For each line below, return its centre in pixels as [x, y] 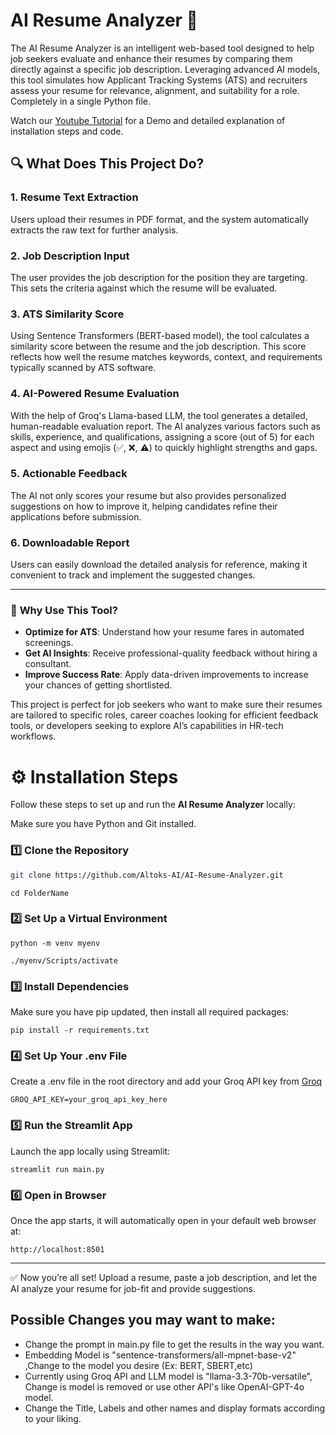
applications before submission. [76, 516]
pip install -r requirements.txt [80, 1030]
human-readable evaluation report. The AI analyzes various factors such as [165, 426]
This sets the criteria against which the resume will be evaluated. [144, 288]
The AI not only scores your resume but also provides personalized [148, 495]
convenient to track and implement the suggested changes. [133, 575]
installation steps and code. [67, 131]
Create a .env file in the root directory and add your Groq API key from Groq [166, 1081]
